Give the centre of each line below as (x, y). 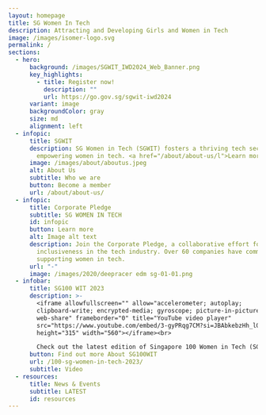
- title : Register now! (76, 82)
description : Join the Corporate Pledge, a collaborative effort (139, 244)
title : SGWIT (51, 141)
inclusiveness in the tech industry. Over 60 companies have (140, 252)
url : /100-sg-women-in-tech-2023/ (86, 362)
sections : (25, 52)
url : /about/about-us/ (66, 192)
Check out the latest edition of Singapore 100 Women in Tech (141, 347)
